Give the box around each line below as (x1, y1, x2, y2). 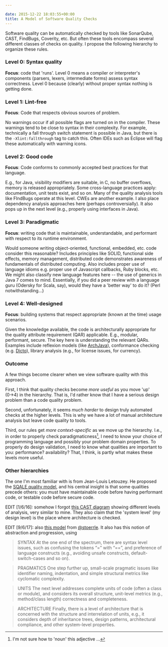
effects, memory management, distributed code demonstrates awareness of (5, 256, 162, 262)
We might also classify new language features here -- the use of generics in (5, 271, 162, 278)
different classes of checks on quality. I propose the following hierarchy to (5, 41, 158, 47)
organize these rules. (5, 46, 49, 52)
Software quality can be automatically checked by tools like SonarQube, (5, 30, 153, 36)
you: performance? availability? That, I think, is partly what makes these (5, 449, 153, 455)
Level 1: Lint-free (5, 98, 47, 105)
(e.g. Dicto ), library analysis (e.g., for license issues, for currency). (5, 347, 141, 353)
